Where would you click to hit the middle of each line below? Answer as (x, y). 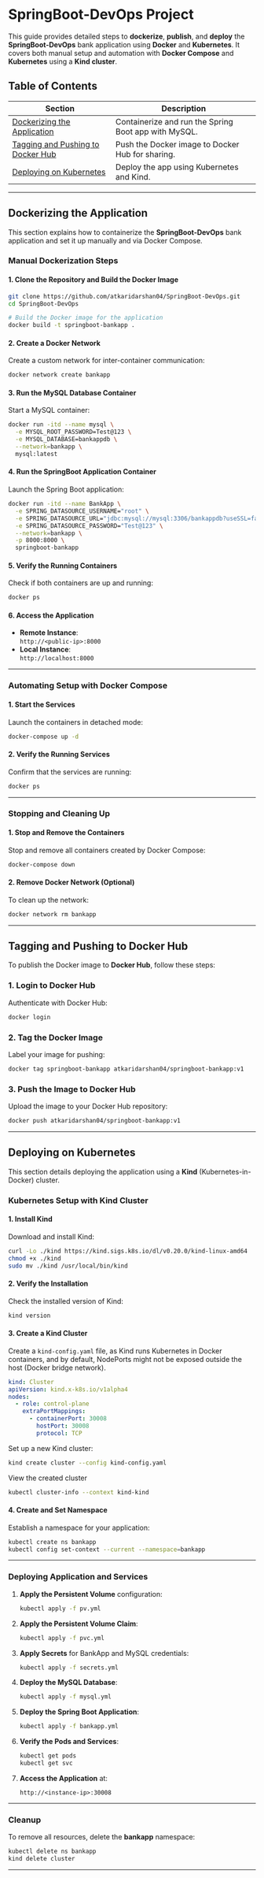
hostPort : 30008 (63, 1426)
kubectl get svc (46, 1763)
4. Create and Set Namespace (58, 1510)
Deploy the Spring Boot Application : (79, 1712)
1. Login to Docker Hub (52, 985)
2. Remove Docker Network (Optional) (71, 882)
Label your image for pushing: (57, 1054)
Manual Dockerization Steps (63, 261)
